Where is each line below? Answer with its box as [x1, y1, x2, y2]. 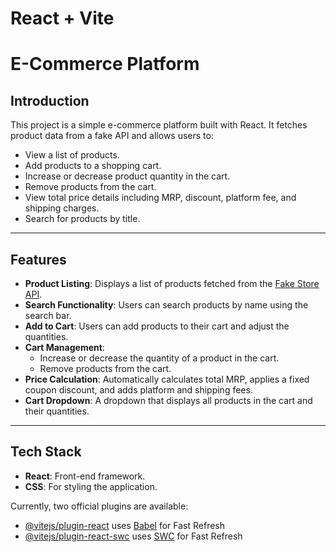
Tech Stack [10, 443, 82, 461]
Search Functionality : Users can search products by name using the [24, 299, 309, 311]
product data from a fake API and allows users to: [10, 130, 214, 142]
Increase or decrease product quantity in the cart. [24, 170, 231, 182]
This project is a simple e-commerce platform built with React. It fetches [10, 119, 308, 131]
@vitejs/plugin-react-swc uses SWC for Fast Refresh [24, 530, 243, 542]
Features [10, 251, 67, 268]
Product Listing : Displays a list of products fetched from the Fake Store [24, 278, 320, 289]
